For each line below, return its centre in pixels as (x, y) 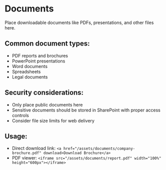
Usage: (16, 136)
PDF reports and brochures (40, 55)
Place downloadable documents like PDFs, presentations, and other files (79, 22)
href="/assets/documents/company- (99, 149)
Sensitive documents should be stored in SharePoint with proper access (86, 110)
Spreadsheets (26, 71)
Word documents (30, 66)
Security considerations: (44, 93)
